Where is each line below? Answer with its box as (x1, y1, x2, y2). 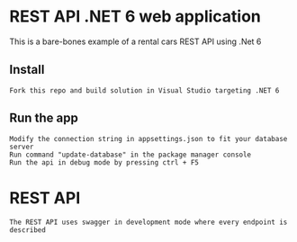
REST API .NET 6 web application (9, 6, 261, 27)
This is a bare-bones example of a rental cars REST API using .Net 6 (9, 36, 262, 47)
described (9, 225, 47, 235)
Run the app (9, 111, 78, 126)
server (9, 142, 34, 151)
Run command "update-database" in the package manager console (9, 150, 252, 159)
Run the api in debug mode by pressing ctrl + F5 (9, 157, 200, 167)
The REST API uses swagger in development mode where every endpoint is (9, 218, 288, 227)
